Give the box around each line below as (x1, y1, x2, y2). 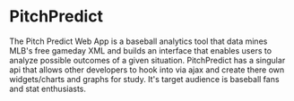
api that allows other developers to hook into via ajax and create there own (9, 64, 285, 75)
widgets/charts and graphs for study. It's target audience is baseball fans (9, 73, 280, 84)
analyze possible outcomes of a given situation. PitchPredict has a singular (9, 55, 286, 65)
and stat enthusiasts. (9, 83, 87, 94)
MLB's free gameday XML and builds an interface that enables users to (9, 45, 272, 55)
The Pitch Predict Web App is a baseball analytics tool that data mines (9, 36, 268, 46)
